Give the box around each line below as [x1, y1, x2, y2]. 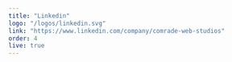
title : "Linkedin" [8, 11, 70, 20]
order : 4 [8, 34, 38, 43]
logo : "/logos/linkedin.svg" [8, 19, 106, 27]
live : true [8, 42, 45, 50]
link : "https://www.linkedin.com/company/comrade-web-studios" [8, 27, 226, 35]
